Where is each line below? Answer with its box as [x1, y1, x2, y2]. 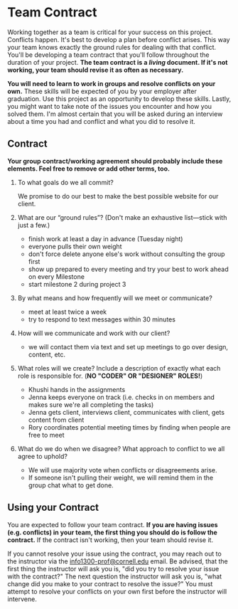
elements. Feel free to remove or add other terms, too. [7, 164, 171, 173]
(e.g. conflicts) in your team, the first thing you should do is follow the [7, 528, 218, 536]
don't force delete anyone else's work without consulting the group [28, 250, 225, 258]
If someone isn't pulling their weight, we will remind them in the [28, 473, 214, 482]
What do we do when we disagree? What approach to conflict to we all [17, 444, 225, 452]
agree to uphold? [17, 452, 67, 460]
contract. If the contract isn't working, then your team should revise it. [7, 535, 214, 544]
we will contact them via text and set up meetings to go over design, [28, 342, 229, 351]
